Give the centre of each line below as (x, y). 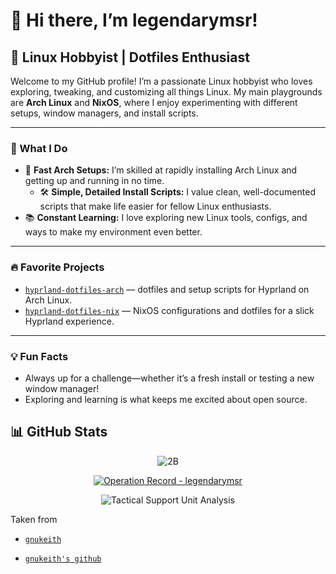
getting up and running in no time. (94, 181)
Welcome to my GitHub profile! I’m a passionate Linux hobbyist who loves (161, 81)
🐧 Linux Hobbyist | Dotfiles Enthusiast (130, 57)
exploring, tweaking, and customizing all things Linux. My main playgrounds (166, 92)
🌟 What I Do (39, 148)
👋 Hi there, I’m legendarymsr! (134, 20)
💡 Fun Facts (39, 356)
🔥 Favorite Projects (57, 267)
